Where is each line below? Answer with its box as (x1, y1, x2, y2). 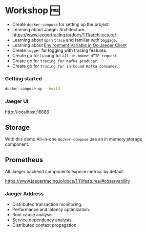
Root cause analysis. (12, 212, 54, 218)
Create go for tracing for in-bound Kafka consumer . (12, 63, 118, 69)
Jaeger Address (5, 190, 44, 197)
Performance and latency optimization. (12, 207, 90, 212)
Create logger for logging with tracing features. (12, 47, 107, 53)
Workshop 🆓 (5, 5, 60, 16)
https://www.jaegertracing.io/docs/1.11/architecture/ (12, 32, 116, 38)
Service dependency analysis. (12, 217, 73, 223)
